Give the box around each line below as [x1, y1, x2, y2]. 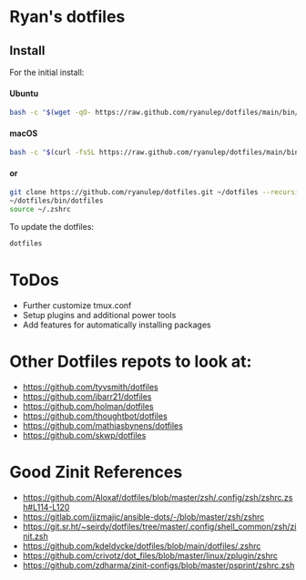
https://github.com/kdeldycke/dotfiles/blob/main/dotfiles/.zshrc [22, 540, 261, 551]
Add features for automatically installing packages [22, 319, 211, 330]
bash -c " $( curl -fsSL [9, 148, 96, 157]
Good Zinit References [9, 461, 183, 482]
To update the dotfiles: [9, 221, 94, 232]
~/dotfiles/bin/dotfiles [9, 196, 104, 206]
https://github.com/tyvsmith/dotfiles [22, 381, 158, 392]
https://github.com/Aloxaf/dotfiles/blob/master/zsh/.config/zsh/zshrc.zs [22, 492, 293, 502]
